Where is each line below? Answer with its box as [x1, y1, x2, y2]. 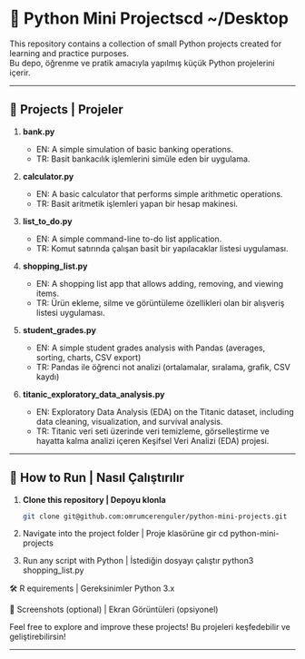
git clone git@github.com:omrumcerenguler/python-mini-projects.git [22, 512, 288, 521]
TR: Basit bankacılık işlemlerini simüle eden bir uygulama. [35, 153, 251, 164]
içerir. [9, 67, 31, 78]
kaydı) [35, 371, 60, 382]
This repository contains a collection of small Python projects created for [9, 38, 282, 49]
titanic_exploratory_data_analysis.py [22, 389, 165, 399]
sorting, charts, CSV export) [35, 351, 142, 362]
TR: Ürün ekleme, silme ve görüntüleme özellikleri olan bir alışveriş [35, 297, 285, 308]
